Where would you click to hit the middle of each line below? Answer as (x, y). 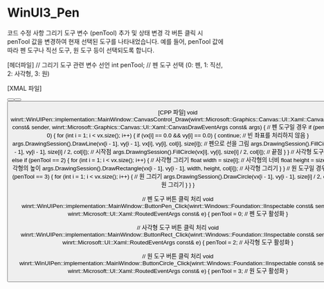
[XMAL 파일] (25, 88)
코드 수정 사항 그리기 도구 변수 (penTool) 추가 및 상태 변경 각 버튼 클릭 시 (105, 33)
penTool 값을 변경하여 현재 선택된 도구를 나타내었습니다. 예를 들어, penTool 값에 (115, 41)
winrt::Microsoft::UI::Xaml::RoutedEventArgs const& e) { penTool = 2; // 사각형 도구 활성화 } (178, 242)
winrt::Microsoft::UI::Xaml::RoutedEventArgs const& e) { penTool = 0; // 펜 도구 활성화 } (178, 214)
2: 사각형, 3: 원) (28, 73)
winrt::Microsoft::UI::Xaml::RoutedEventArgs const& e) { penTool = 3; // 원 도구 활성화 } (178, 271)
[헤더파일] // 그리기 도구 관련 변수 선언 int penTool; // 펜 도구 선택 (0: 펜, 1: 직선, (115, 64)
